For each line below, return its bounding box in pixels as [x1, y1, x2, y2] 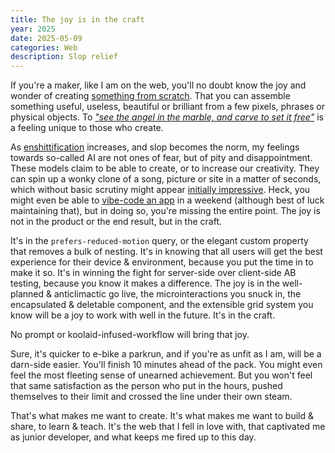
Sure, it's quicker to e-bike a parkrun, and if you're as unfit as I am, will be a [10, 348, 322, 360]
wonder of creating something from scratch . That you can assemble [10, 90, 291, 102]
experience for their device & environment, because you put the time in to [10, 256, 314, 268]
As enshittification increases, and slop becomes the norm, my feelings [10, 141, 300, 153]
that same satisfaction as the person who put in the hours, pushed [10, 380, 283, 392]
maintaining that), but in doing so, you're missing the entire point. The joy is [10, 205, 321, 217]
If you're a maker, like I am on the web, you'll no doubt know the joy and [10, 79, 307, 91]
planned [10, 288, 45, 300]
